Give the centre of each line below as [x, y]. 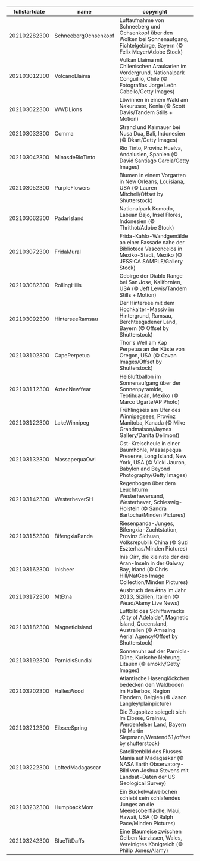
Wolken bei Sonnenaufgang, [154, 39]
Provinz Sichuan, [140, 536]
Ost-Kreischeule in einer [150, 443]
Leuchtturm [134, 490]
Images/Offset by [140, 362]
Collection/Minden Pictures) [154, 582]
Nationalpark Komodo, [147, 209]
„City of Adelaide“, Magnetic [154, 618]
